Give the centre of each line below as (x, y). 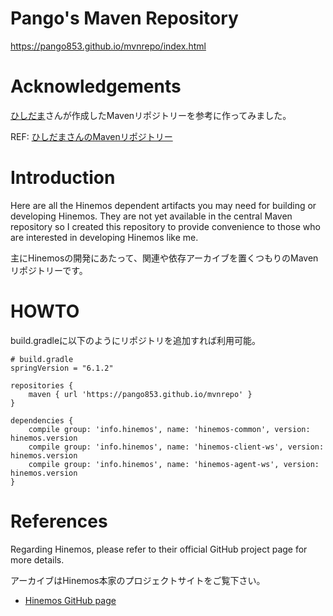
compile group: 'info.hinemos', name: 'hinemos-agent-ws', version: (174, 464)
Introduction (63, 178)
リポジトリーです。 (49, 270)
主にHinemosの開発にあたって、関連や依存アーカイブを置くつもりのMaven (164, 258)
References (59, 521)
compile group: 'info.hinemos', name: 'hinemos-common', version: (169, 429)
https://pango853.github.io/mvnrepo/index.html (108, 46)
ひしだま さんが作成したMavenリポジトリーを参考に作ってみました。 (151, 115)
